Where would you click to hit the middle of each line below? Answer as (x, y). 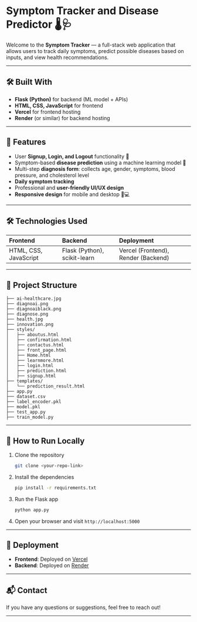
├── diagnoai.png (27, 304)
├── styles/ (21, 330)
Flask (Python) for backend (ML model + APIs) (71, 99)
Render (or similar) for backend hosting (62, 118)
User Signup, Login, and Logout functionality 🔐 (72, 156)
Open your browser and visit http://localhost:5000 (77, 521)
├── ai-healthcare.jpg (34, 299)
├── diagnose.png (27, 314)
